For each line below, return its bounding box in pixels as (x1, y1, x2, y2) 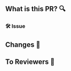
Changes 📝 (5, 40, 41, 49)
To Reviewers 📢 (5, 58, 55, 66)
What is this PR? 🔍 (5, 5, 66, 13)
